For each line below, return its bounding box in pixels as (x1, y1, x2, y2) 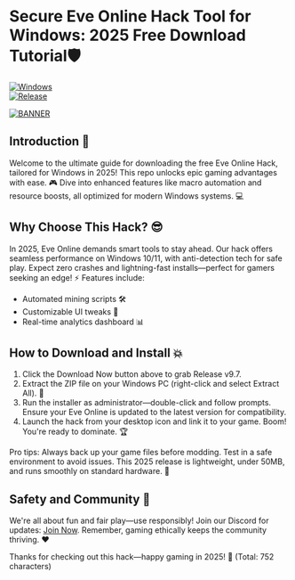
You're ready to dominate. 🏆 (21, 426, 129, 437)
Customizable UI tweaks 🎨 (21, 306, 119, 317)
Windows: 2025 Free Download (9, 25, 246, 45)
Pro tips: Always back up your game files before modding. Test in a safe (9, 447, 273, 458)
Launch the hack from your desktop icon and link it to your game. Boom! (21, 416, 287, 427)
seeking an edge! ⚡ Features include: (9, 272, 145, 282)
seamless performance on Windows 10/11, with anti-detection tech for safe (9, 252, 283, 264)
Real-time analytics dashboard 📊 (21, 316, 145, 327)
